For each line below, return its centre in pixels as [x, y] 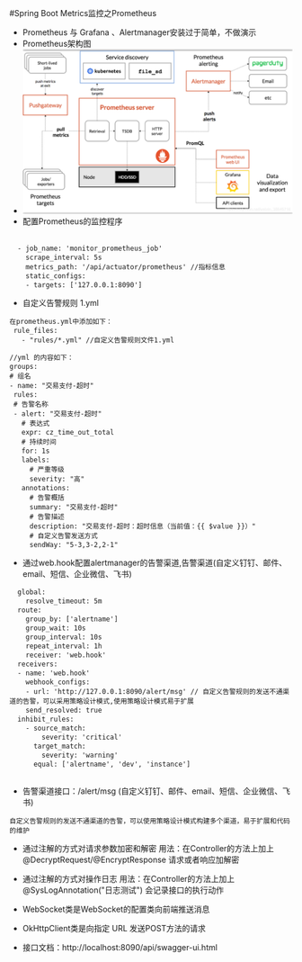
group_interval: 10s [64, 637]
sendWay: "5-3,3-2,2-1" [74, 544]
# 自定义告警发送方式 [64, 535]
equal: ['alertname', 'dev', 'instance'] [112, 764]
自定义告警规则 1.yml [60, 302]
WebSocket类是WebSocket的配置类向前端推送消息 [116, 909]
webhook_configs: [58, 682]
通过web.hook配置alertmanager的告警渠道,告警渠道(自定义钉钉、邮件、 [155, 562]
